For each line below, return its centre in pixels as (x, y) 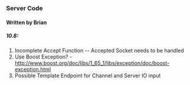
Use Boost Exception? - (43, 57)
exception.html (33, 70)
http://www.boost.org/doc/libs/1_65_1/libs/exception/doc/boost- (92, 63)
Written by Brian (27, 22)
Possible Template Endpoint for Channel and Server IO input (88, 76)
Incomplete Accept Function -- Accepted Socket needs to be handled (99, 51)
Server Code (24, 8)
